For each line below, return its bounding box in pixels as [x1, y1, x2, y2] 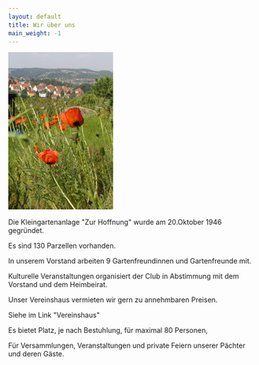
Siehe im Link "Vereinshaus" [8, 311, 100, 320]
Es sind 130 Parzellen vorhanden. [8, 241, 117, 251]
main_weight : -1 [8, 29, 61, 37]
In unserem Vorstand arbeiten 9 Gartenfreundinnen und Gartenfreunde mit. [8, 256, 252, 266]
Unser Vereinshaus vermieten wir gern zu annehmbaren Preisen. [8, 295, 218, 304]
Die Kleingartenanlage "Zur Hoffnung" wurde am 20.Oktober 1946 [8, 217, 222, 227]
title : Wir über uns [8, 20, 76, 29]
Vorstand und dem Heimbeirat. [8, 280, 108, 289]
